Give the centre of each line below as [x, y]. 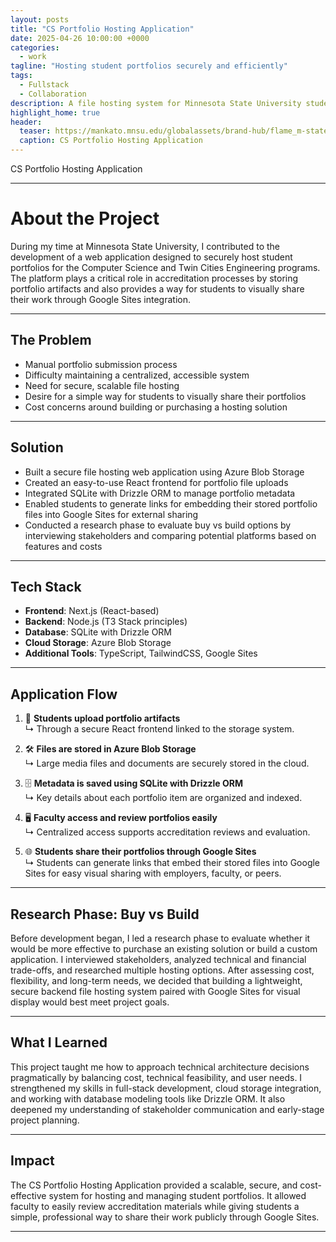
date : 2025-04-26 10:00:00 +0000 [80, 38]
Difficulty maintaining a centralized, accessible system [137, 375]
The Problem [51, 340]
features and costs [63, 546]
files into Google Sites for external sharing [111, 514]
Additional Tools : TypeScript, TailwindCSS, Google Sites [141, 653]
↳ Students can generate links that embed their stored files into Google [172, 863]
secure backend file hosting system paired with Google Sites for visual [155, 991]
